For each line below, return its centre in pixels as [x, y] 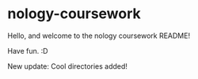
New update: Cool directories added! [68, 66]
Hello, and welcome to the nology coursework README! [99, 36]
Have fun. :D [28, 51]
